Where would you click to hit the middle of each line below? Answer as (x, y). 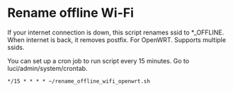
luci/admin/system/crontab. (47, 68)
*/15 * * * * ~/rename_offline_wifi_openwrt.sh (79, 81)
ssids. (16, 47)
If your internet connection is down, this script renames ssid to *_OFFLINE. (116, 32)
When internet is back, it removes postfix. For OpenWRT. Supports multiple (117, 39)
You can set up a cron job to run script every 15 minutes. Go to (98, 60)
